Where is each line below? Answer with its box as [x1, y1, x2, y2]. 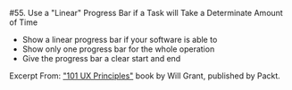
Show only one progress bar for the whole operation [21, 44, 215, 54]
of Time [9, 17, 38, 28]
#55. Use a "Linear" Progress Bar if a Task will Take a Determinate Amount [9, 8, 283, 18]
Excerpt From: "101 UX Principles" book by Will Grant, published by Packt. [9, 70, 281, 81]
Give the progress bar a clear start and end [21, 53, 181, 63]
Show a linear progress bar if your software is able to [21, 35, 218, 45]
